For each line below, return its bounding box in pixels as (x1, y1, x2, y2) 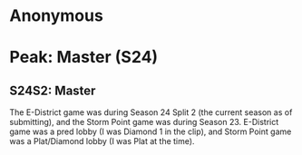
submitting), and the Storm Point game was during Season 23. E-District (9, 117, 279, 128)
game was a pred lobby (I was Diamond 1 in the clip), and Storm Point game (9, 126, 292, 137)
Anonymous (9, 5, 104, 26)
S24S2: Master (9, 82, 96, 98)
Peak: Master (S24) (9, 47, 159, 68)
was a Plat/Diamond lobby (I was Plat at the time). (9, 136, 195, 147)
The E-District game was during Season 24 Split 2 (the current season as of (9, 107, 293, 118)
